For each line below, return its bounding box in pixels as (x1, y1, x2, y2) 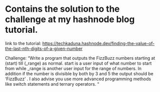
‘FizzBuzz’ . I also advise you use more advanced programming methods (5, 76, 151, 82)
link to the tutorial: (5, 40, 41, 46)
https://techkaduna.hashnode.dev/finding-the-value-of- (42, 40, 155, 46)
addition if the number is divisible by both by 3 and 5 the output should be (5, 70, 154, 76)
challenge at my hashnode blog (5, 14, 135, 25)
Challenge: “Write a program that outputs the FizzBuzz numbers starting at (5, 55, 155, 61)
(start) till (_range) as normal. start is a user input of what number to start (5, 60, 152, 66)
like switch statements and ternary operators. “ (5, 81, 100, 87)
